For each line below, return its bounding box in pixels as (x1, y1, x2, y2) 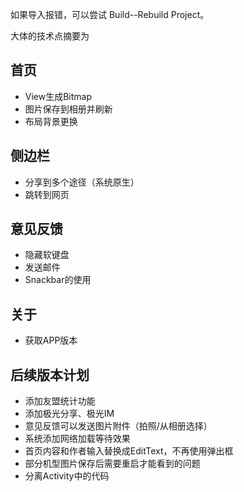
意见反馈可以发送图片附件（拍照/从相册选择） (24, 420, 213, 432)
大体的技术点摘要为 (10, 30, 90, 42)
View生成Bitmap (24, 90, 93, 102)
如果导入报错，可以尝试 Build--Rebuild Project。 (10, 9, 210, 20)
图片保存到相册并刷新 (24, 103, 113, 115)
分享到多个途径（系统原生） (24, 176, 140, 188)
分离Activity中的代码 (24, 470, 110, 482)
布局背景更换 (24, 115, 78, 127)
